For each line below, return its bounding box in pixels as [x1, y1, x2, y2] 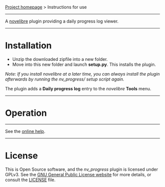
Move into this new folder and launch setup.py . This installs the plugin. [12, 61, 156, 67]
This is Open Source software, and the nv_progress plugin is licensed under [5, 166, 158, 172]
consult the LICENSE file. [5, 177, 55, 183]
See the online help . [5, 128, 46, 134]
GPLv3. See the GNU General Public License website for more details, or [5, 171, 151, 177]
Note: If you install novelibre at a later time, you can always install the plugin [5, 71, 160, 77]
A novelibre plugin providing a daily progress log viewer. [5, 18, 119, 24]
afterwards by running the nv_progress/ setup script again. [5, 76, 125, 82]
